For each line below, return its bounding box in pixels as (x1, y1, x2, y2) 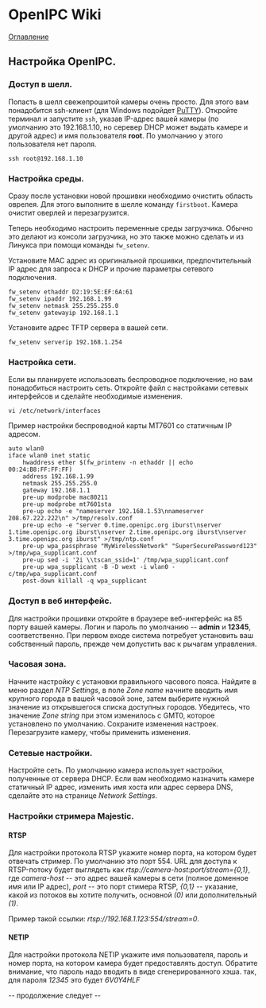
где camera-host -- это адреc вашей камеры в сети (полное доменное (8, 874, 249, 883)
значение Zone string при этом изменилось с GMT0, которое (8, 710, 215, 720)
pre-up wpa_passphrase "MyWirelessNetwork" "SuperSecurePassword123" (22, 543, 258, 551)
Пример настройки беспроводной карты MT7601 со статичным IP (8, 421, 233, 430)
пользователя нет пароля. (8, 139, 97, 149)
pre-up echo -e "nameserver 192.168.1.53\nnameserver (22, 508, 204, 516)
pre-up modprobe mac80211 (22, 493, 109, 502)
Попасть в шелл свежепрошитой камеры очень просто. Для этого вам (8, 97, 249, 107)
